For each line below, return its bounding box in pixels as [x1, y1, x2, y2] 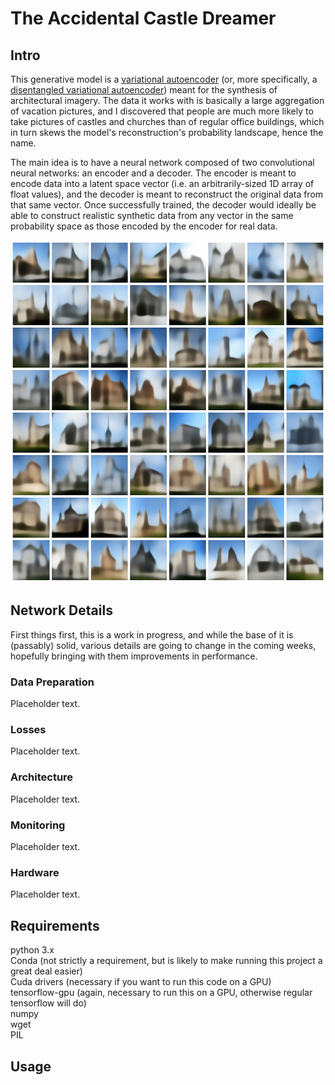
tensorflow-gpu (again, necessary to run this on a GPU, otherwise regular [10, 987, 313, 999]
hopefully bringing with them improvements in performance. [10, 650, 258, 662]
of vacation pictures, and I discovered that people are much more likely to [10, 105, 314, 117]
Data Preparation [10, 675, 95, 689]
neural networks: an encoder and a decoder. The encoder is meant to [10, 167, 297, 179]
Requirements [10, 917, 100, 934]
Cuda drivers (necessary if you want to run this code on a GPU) [10, 976, 272, 988]
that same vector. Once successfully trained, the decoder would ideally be [10, 199, 317, 211]
